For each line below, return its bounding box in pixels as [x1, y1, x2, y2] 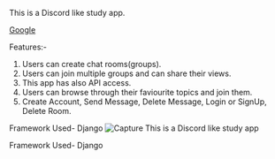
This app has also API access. [21, 78, 132, 87]
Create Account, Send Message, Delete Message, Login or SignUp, [21, 96, 267, 107]
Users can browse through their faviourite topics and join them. [21, 87, 253, 97]
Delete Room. [21, 106, 73, 116]
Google [9, 25, 36, 34]
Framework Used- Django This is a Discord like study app [9, 123, 259, 133]
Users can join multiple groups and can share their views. [21, 68, 232, 79]
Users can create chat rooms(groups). [21, 59, 162, 69]
